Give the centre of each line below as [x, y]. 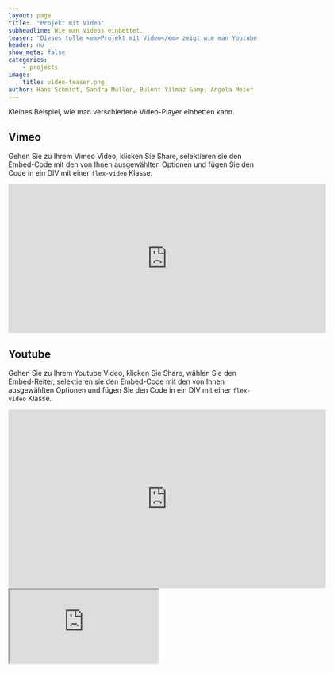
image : [19, 75]
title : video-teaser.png [63, 82]
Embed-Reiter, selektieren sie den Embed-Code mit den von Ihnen [116, 381]
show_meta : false [37, 52]
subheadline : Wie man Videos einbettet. [76, 30]
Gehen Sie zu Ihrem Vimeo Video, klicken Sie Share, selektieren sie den [125, 157]
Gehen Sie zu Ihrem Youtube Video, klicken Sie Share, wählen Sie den [122, 373]
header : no [26, 45]
